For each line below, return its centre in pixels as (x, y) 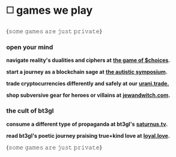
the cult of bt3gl (30, 111)
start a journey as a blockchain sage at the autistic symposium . (87, 72)
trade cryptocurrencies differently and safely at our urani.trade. (88, 84)
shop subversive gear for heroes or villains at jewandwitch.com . (88, 95)
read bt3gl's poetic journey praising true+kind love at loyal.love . (88, 135)
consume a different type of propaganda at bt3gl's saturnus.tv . (87, 124)
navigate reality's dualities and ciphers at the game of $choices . (88, 60)
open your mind (30, 47)
